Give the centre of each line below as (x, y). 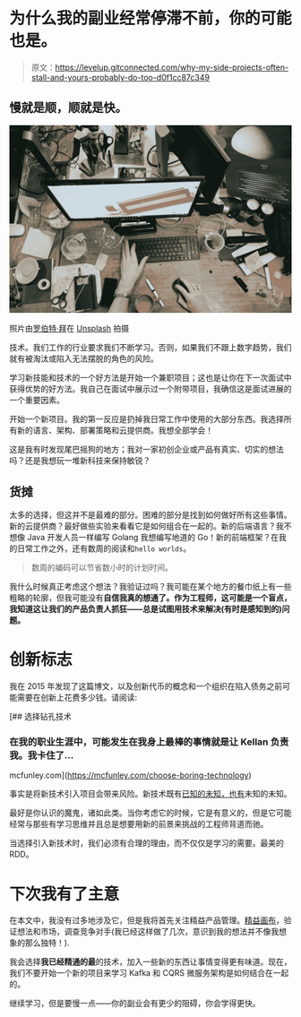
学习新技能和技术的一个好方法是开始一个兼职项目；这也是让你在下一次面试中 (150, 378)
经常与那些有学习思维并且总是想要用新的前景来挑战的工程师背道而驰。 (139, 824)
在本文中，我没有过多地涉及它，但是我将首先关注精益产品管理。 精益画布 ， (146, 920)
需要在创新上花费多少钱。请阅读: (77, 698)
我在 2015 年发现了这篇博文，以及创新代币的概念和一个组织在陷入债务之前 (146, 686)
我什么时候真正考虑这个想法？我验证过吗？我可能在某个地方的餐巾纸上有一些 (150, 587)
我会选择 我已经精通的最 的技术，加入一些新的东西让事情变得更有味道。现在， (150, 962)
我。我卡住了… (42, 755)
